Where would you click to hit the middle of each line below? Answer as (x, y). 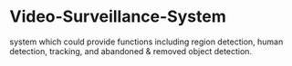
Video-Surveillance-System (118, 17)
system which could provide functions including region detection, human (146, 42)
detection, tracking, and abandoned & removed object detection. (131, 51)
